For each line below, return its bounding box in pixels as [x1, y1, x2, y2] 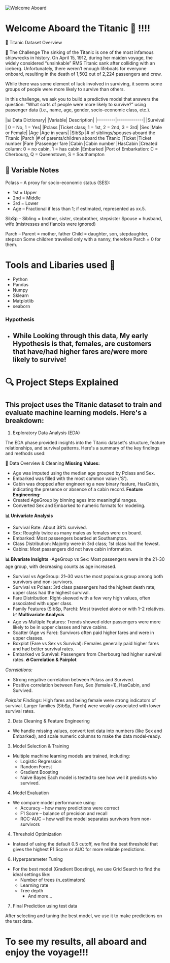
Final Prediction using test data [12, 903, 78, 909]
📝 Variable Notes [5, 166, 59, 175]
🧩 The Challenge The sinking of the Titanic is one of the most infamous [5, 49, 154, 55]
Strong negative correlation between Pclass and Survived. [12, 677, 134, 682]
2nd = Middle [12, 195, 41, 201]
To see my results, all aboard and [5, 936, 147, 948]
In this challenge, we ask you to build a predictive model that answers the [5, 96, 159, 102]
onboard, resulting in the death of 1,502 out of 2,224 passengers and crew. [5, 71, 162, 77]
